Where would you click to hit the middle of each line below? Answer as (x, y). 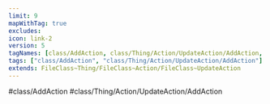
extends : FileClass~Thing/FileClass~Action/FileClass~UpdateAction (125, 69)
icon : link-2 (30, 38)
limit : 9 (23, 16)
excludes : (25, 31)
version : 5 (27, 46)
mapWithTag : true (38, 23)
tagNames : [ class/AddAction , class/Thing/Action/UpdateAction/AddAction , (136, 53)
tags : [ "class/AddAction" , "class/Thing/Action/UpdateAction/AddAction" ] (136, 61)
